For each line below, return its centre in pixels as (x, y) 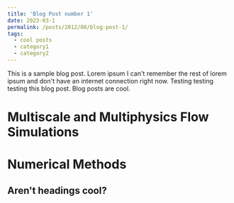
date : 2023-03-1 (31, 21)
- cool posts (33, 40)
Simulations (43, 132)
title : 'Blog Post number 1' (50, 14)
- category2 (32, 54)
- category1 (32, 47)
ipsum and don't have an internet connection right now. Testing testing (111, 81)
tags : (15, 34)
